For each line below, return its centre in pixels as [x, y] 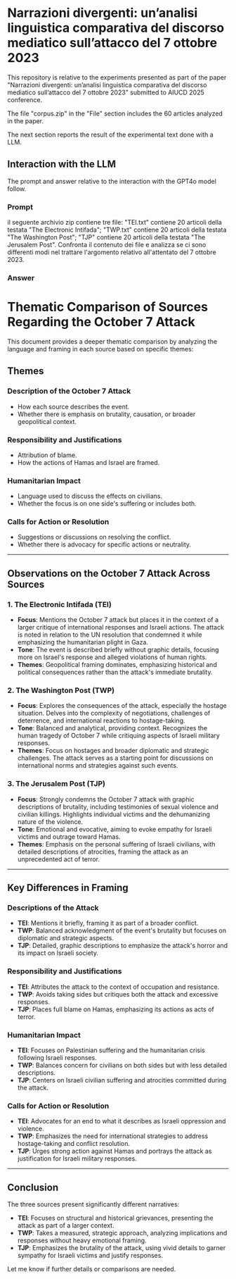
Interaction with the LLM [62, 164]
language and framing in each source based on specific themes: [100, 349]
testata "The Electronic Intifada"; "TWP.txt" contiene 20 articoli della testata [117, 230]
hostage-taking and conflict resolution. [74, 1144]
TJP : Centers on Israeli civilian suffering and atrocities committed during [122, 1080]
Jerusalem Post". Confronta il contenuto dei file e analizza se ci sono [107, 245]
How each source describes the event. [73, 406]
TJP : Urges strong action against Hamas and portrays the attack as [114, 1151]
